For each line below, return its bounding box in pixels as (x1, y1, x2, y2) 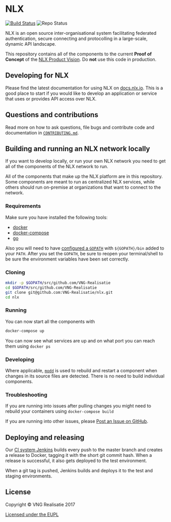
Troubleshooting (5, 391, 47, 398)
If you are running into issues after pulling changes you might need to (5, 403, 152, 409)
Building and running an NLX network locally (5, 144, 151, 153)
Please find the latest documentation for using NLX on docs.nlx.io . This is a (5, 85, 163, 91)
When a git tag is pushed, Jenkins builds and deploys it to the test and (5, 468, 153, 474)
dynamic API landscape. (5, 41, 56, 47)
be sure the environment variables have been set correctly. (5, 256, 129, 262)
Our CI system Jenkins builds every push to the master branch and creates (5, 447, 163, 453)
